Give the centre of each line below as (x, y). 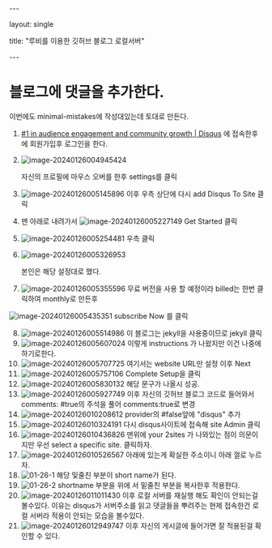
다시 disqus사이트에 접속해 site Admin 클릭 (192, 424)
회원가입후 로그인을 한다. (69, 143)
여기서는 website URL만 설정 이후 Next (188, 363)
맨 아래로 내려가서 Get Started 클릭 (129, 221)
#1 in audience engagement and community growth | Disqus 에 (125, 133)
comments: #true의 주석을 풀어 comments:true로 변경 (108, 404)
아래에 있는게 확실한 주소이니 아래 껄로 (186, 455)
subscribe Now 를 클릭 (151, 315)
